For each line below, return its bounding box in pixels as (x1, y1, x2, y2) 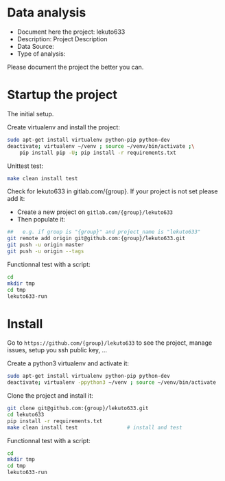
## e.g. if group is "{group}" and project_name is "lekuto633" (7, 228, 201, 235)
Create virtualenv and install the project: (7, 122, 120, 131)
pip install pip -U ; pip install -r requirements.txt (19, 149, 176, 156)
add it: (7, 195, 25, 203)
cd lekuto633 (7, 411, 45, 418)
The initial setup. (7, 109, 54, 118)
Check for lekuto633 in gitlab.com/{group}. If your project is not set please (7, 187, 218, 195)
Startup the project (7, 87, 118, 103)
